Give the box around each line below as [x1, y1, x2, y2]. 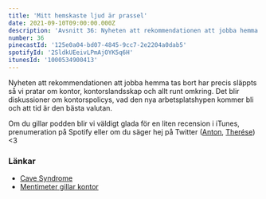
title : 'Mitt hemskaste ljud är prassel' [8, 11, 148, 20]
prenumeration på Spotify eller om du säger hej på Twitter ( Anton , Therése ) [8, 127, 256, 136]
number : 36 [8, 33, 45, 42]
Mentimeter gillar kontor [19, 182, 100, 192]
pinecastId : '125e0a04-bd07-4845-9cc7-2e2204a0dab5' [8, 41, 187, 49]
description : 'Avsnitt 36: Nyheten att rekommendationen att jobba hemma [8, 26, 259, 34]
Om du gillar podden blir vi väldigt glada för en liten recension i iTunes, [8, 119, 241, 128]
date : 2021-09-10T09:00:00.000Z [8, 19, 115, 27]
